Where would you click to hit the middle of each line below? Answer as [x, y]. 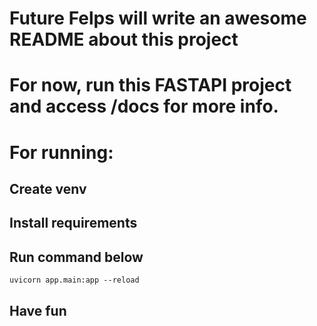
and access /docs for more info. [144, 106]
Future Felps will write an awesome [158, 18]
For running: [61, 152]
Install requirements [73, 223]
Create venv [48, 188]
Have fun [38, 310]
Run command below [76, 257]
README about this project [124, 39]
